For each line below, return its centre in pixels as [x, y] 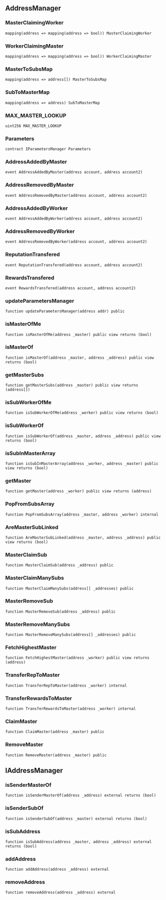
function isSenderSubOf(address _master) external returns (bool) [76, 819]
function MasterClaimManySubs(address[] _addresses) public [70, 588]
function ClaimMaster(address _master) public [55, 732]
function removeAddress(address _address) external [60, 892]
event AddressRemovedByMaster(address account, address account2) [76, 195]
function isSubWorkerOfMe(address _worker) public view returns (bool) [82, 413]
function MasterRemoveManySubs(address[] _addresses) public [71, 635]
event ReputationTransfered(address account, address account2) [74, 265]
